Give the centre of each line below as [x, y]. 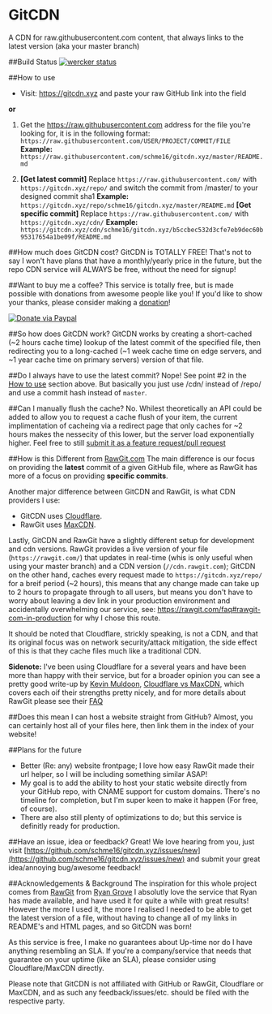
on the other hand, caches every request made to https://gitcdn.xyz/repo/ [136, 575]
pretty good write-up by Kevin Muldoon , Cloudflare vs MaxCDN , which [126, 684]
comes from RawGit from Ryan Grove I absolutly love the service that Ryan [133, 891]
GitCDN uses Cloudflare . [61, 516]
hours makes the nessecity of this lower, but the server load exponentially [132, 434]
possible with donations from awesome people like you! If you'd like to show [136, 293]
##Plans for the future [45, 749]
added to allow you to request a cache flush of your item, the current [123, 416]
